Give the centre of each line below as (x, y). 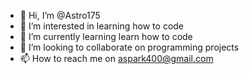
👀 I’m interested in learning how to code (102, 26)
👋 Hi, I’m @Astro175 (60, 15)
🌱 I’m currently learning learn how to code (106, 36)
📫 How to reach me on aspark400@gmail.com (116, 58)
